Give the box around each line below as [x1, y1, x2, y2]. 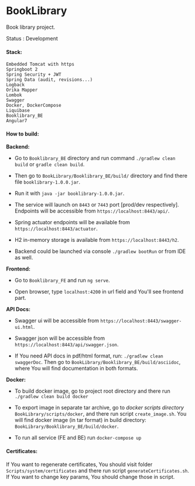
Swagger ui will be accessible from [14, 317, 100, 324]
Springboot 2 [6, 66, 38, 73]
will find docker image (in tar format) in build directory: [14, 417, 146, 424]
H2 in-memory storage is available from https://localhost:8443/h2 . [14, 237, 179, 244]
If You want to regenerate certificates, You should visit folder [6, 461, 153, 468]
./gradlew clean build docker [14, 394, 89, 400]
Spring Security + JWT [6, 72, 61, 77]
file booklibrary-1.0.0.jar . [14, 178, 81, 185]
